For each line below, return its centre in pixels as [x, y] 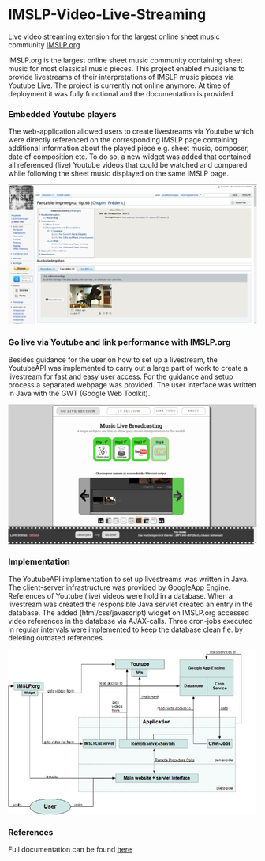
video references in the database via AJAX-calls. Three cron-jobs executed [131, 621]
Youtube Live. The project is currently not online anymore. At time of [119, 85]
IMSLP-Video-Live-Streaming [107, 15]
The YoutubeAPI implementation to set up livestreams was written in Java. [129, 579]
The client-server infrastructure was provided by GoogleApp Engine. [119, 587]
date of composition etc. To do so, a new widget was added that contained [130, 157]
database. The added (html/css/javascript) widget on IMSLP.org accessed [129, 612]
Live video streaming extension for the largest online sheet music [114, 36]
